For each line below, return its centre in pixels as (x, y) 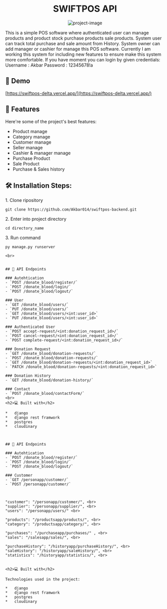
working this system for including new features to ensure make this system (83, 54)
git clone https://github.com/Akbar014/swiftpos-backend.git (71, 210)
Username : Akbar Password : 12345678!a (49, 65)
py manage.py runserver (30, 247)
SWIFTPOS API (85, 9)
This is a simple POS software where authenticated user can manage (77, 32)
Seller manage (28, 147)
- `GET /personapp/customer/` (37, 480)
